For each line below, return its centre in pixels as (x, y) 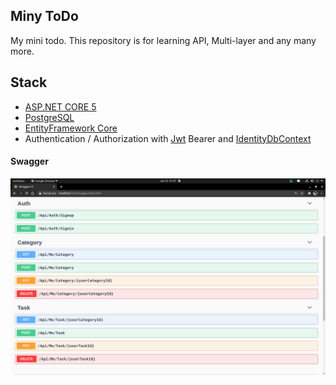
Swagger (29, 161)
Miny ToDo (44, 16)
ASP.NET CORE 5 (60, 106)
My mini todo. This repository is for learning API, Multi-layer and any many (163, 40)
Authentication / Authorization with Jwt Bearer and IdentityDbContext (168, 138)
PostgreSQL (49, 117)
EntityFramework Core (71, 128)
